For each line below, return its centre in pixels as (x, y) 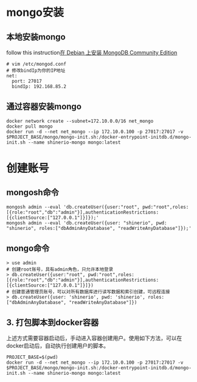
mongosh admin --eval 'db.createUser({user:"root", (73, 207)
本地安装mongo (36, 37)
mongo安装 (35, 12)
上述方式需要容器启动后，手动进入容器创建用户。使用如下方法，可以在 (94, 338)
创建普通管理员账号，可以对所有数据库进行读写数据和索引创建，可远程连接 (91, 292)
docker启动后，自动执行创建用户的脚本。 (58, 346)
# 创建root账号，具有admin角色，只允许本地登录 (60, 269)
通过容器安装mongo (44, 107)
